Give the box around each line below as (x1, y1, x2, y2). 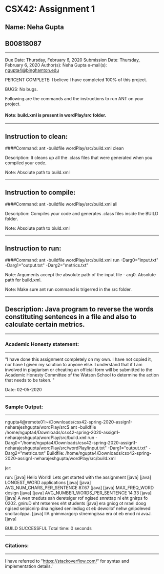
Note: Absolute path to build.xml (5, 170, 70, 176)
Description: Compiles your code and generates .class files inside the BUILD (5, 211, 159, 217)
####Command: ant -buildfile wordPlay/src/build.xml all (5, 201, 118, 207)
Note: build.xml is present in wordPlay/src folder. (5, 112, 106, 118)
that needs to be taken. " (5, 377, 55, 383)
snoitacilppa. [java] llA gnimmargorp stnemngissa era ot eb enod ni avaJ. (5, 511, 152, 517)
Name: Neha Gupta (5, 23, 64, 31)
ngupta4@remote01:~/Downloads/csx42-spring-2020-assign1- (5, 419, 133, 425)
